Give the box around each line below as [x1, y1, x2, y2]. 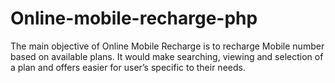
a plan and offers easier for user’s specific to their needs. [10, 61, 246, 73]
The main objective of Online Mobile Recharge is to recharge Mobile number [10, 40, 325, 52]
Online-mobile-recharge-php [10, 7, 258, 30]
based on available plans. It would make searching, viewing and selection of [10, 50, 324, 62]
